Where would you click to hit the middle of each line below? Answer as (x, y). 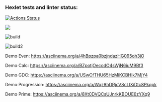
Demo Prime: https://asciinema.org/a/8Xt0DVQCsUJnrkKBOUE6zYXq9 (78, 94)
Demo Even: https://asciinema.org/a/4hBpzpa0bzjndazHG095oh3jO (75, 56)
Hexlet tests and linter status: (41, 7)
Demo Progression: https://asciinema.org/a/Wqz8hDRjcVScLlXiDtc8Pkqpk (81, 85)
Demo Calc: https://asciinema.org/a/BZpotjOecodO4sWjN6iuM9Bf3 (74, 66)
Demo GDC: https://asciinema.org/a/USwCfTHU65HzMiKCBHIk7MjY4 (77, 75)
